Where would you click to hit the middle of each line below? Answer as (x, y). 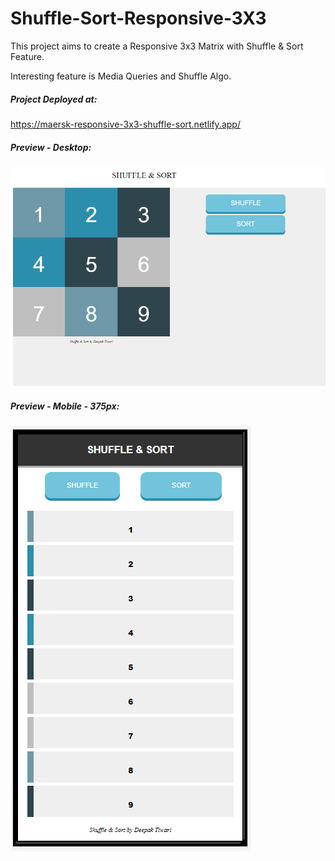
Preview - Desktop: (51, 147)
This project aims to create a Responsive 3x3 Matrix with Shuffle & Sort (157, 46)
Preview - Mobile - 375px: (65, 406)
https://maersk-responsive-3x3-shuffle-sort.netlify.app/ (125, 124)
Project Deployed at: (54, 99)
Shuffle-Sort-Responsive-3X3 (138, 18)
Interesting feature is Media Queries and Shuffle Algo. (121, 76)
